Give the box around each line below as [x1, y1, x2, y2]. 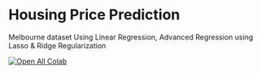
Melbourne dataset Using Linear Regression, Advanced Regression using [8, 32, 254, 42]
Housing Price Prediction [8, 6, 181, 24]
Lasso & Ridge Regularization [8, 40, 107, 50]
